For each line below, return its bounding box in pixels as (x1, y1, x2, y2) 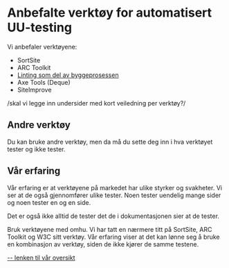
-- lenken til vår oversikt (7, 253, 75, 262)
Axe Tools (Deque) (17, 78, 71, 86)
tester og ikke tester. (7, 144, 66, 153)
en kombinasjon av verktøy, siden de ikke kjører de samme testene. (7, 240, 199, 248)
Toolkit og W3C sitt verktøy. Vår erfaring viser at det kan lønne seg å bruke (7, 233, 220, 241)
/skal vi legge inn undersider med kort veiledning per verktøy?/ (7, 99, 186, 107)
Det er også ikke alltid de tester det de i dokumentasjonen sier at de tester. (7, 212, 220, 220)
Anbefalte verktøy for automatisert (7, 5, 212, 21)
